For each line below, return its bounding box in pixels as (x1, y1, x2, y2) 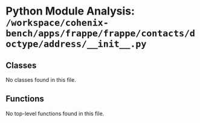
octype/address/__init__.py (5, 38, 147, 50)
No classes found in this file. (5, 76, 76, 83)
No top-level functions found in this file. (5, 110, 105, 117)
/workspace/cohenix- (5, 17, 109, 28)
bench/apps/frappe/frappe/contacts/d (5, 28, 196, 39)
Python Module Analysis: (5, 4, 135, 18)
